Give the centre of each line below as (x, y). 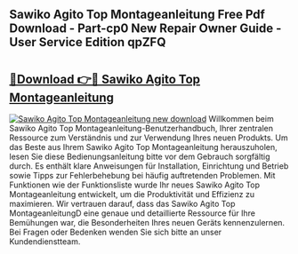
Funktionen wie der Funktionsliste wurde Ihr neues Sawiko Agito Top (135, 185)
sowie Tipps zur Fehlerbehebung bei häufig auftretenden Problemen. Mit (142, 175)
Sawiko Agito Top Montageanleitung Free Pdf (137, 15)
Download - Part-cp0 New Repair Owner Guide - (145, 29)
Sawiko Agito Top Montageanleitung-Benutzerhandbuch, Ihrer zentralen (141, 128)
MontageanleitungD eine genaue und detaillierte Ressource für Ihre (133, 213)
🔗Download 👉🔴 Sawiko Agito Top (105, 79)
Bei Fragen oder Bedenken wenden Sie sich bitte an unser (116, 232)
